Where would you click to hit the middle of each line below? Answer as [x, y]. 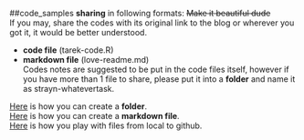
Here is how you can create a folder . [79, 106]
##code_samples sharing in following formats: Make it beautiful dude [140, 13]
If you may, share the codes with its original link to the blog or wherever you [152, 23]
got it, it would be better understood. [79, 32]
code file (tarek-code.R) [68, 50]
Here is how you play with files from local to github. [106, 125]
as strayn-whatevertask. [68, 89]
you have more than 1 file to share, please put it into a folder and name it [159, 79]
